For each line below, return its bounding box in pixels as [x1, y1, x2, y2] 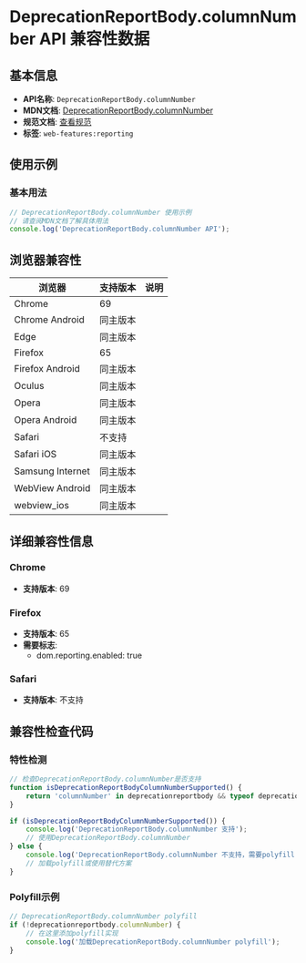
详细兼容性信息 [9, 533, 94, 548]
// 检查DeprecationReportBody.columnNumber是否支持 [9, 774, 202, 784]
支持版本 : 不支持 [22, 694, 84, 705]
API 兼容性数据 [39, 29, 150, 49]
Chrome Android [14, 313, 85, 326]
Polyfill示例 [9, 890, 60, 903]
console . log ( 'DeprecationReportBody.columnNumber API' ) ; [9, 225, 230, 234]
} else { [9, 842, 43, 851]
